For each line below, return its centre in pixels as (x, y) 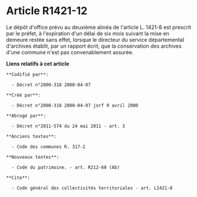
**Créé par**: (24, 95)
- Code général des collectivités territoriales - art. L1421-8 (92, 188)
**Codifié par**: (27, 74)
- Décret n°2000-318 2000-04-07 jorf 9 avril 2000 (75, 105)
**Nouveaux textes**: (33, 157)
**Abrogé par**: (26, 116)
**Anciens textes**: (32, 136)
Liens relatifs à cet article (38, 64)
